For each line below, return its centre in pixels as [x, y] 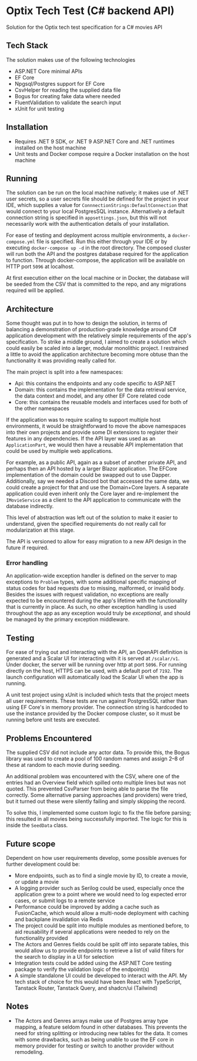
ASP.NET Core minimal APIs [49, 71]
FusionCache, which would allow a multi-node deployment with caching [102, 913]
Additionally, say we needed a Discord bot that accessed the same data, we [98, 481]
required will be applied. [35, 291]
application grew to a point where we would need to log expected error [101, 894]
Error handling [27, 563]
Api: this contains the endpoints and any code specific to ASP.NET [95, 383]
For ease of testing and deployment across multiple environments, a [89, 235]
